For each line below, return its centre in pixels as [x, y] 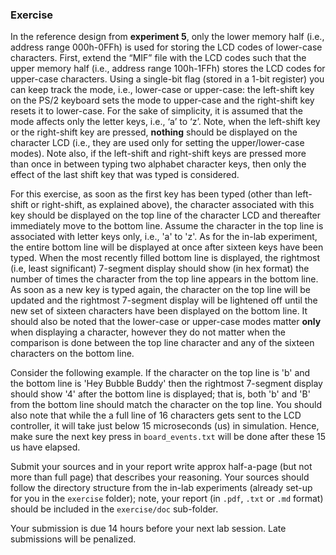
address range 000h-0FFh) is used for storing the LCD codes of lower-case [166, 47]
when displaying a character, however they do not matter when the [148, 332]
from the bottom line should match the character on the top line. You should [166, 405]
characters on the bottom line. [72, 354]
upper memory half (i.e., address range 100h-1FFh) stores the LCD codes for [168, 69]
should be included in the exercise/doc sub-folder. [114, 509]
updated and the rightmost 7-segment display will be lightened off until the [164, 300]
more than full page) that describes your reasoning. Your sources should [160, 477]
